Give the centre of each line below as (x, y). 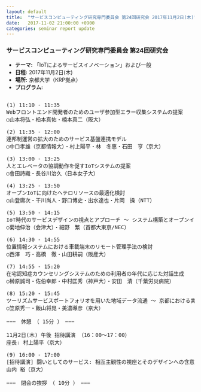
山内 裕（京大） (26, 369)
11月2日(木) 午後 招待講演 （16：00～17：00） (68, 335)
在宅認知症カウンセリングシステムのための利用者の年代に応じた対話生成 (95, 274)
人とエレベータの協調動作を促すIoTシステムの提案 (68, 166)
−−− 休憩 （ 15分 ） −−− (40, 321)
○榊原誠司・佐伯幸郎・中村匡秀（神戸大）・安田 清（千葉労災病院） (90, 281)
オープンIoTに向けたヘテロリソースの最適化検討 (66, 193)
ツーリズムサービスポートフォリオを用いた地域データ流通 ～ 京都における (98, 300)
